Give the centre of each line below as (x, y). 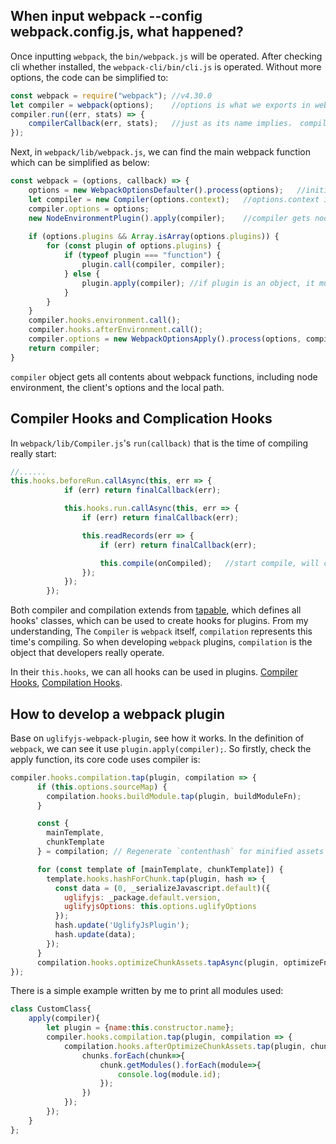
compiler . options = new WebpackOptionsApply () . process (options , (165, 339)
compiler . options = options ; (89, 209)
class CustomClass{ (51, 1009)
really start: (33, 453)
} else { (82, 274)
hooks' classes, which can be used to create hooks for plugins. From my (159, 621)
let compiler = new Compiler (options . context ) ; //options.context (174, 199)
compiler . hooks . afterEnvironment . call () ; (115, 330)
